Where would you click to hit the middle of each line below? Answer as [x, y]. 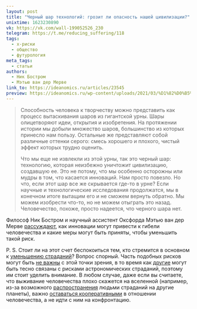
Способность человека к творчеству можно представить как [98, 110]
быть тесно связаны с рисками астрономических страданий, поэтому [94, 269]
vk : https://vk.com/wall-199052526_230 [55, 28]
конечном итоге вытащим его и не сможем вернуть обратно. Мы [102, 196]
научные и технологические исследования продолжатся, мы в [99, 190]
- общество [25, 50]
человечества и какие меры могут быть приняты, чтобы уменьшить [92, 232]
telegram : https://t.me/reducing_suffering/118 [65, 33]
